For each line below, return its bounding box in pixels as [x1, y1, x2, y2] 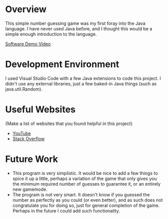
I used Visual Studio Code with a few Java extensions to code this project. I [5, 75, 161, 81]
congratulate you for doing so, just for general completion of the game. [12, 202, 160, 208]
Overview [5, 4, 47, 15]
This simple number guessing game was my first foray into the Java [5, 20, 146, 26]
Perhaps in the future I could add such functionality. [12, 207, 120, 213]
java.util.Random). [5, 86, 43, 92]
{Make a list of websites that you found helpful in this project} [5, 120, 133, 126]
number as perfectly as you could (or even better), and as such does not [12, 197, 163, 203]
